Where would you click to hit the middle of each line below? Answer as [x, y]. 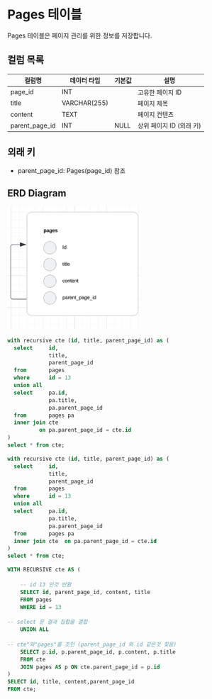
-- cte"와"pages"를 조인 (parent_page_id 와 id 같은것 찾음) [92, 644]
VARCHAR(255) [85, 103]
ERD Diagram [37, 193]
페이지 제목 [153, 103]
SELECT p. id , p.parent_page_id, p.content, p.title [98, 652]
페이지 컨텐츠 [156, 114]
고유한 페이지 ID [160, 92]
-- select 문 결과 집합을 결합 [48, 622]
